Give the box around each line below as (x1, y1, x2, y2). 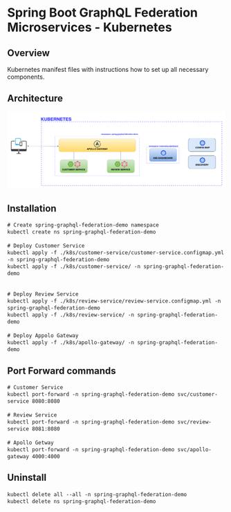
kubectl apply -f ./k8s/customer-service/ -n (7, 263, 140, 270)
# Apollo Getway (7, 439, 54, 446)
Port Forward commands (7, 365, 116, 377)
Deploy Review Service (13, 291, 79, 298)
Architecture (7, 93, 64, 104)
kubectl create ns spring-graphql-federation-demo (7, 229, 156, 236)
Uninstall (7, 472, 47, 484)
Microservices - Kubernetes (7, 19, 172, 35)
